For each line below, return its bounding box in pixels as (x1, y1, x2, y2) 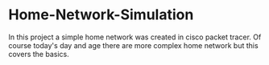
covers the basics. (8, 49, 70, 59)
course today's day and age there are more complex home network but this (8, 40, 259, 50)
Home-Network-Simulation (8, 6, 194, 24)
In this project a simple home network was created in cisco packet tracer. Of (8, 32, 262, 42)
